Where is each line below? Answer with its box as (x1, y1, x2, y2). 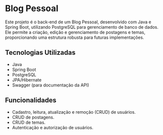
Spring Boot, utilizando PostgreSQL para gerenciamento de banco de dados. (5, 24, 159, 30)
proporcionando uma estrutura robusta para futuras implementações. (5, 34, 145, 40)
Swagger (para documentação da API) (12, 82, 90, 88)
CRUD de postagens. (12, 114, 54, 120)
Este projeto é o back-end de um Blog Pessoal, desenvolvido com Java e (5, 19, 152, 25)
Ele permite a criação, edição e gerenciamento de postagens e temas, (5, 29, 145, 35)
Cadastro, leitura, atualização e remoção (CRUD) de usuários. (12, 109, 136, 115)
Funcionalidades (5, 96, 57, 104)
